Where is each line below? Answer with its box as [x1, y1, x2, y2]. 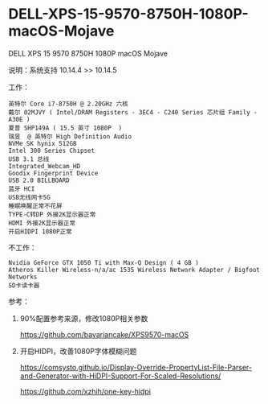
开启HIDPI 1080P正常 [8, 227, 72, 236]
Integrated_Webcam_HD [8, 162, 81, 170]
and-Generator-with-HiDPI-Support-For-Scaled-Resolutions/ [19, 371, 221, 381]
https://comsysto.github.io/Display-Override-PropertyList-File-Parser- [19, 362, 253, 372]
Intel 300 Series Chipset [8, 146, 95, 155]
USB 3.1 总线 [8, 155, 50, 163]
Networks [8, 273, 38, 281]
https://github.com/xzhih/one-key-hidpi [19, 386, 151, 396]
